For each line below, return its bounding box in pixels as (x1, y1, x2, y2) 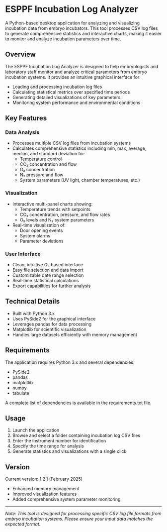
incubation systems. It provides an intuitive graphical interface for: (5, 74, 141, 80)
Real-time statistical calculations (12, 278, 79, 284)
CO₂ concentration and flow (19, 161, 77, 167)
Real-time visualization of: (12, 222, 66, 228)
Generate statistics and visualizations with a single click (12, 448, 127, 454)
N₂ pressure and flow (19, 172, 64, 178)
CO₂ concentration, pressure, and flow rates (19, 212, 110, 217)
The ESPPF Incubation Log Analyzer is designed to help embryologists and (5, 63, 159, 69)
